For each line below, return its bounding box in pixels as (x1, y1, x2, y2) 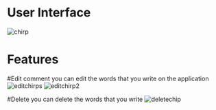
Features (7, 52, 59, 67)
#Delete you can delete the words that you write (7, 95, 143, 103)
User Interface (7, 5, 91, 21)
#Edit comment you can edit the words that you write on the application (7, 74, 209, 82)
